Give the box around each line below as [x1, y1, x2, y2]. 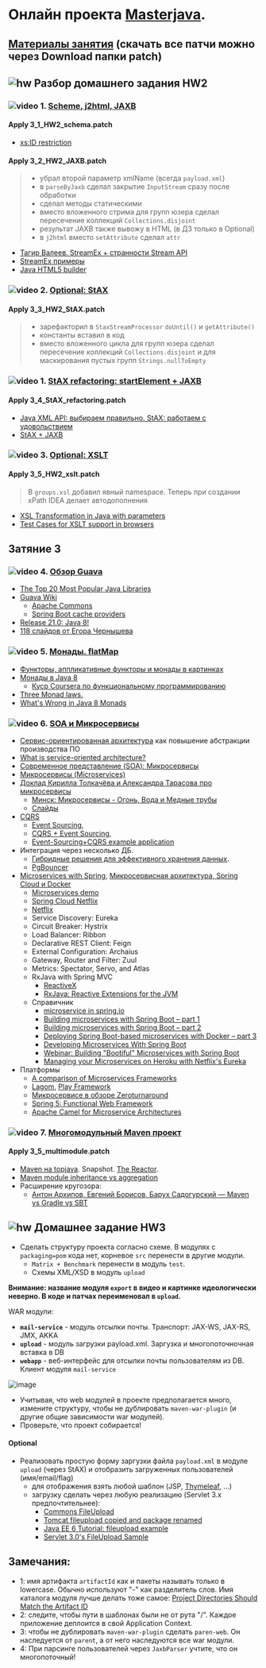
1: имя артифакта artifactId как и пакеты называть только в [19, 1576, 226, 1585]
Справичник [31, 997, 74, 1006]
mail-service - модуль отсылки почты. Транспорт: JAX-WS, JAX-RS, [19, 1322, 251, 1331]
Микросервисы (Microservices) [19, 769, 125, 779]
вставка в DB [19, 1347, 65, 1357]
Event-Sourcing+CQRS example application [31, 836, 175, 847]
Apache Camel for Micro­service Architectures [31, 1106, 182, 1117]
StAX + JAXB [19, 430, 64, 439]
